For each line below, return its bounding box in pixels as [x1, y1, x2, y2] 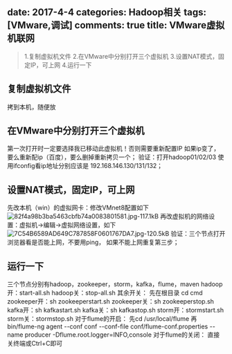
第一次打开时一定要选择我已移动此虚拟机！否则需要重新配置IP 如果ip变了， [7, 145, 220, 153]
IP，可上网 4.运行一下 [30, 61, 92, 69]
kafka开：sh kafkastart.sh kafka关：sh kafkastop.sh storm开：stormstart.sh [7, 306, 224, 315]
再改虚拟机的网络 [160, 212, 209, 221]
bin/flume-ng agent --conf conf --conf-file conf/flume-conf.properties [7, 322, 208, 330]
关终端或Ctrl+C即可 [7, 339, 63, 348]
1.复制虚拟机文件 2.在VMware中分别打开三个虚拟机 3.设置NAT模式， [24, 52, 219, 60]
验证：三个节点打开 [170, 230, 226, 238]
